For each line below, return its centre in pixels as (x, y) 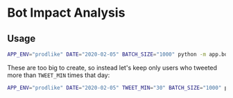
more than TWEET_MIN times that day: (59, 75)
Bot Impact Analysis (66, 13)
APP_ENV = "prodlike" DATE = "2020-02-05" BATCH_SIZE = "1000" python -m (107, 54)
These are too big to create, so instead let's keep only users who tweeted (112, 67)
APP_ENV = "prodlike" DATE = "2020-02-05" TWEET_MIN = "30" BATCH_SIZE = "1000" (114, 88)
